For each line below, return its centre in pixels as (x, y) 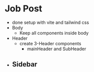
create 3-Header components (50, 43)
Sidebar (25, 64)
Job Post (23, 9)
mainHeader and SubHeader (57, 49)
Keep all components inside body (54, 33)
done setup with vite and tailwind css (50, 22)
